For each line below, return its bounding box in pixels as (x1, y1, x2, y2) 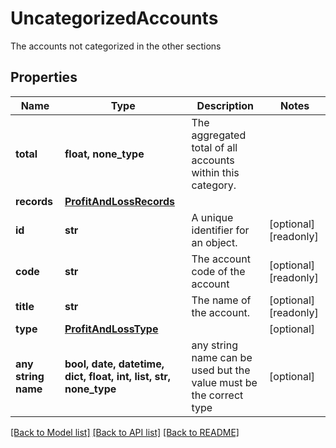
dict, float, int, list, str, (64, 369, 172, 383)
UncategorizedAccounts (10, 7, 219, 30)
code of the (191, 264, 246, 278)
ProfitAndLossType (64, 322, 159, 336)
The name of (191, 293, 252, 307)
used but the (191, 363, 251, 377)
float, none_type (64, 147, 145, 161)
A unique (191, 210, 234, 224)
